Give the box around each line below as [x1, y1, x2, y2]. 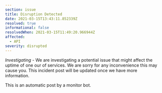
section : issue [5, 7, 36, 12]
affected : [5, 35, 25, 40]
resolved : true [5, 21, 36, 26]
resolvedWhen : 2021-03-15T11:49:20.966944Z [5, 30, 95, 35]
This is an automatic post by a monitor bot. [5, 82, 92, 88]
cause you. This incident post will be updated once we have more [5, 67, 138, 73]
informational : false [5, 25, 49, 30]
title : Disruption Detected [5, 12, 63, 17]
